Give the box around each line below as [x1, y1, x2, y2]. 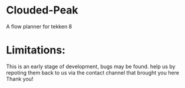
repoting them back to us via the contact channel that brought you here [6, 69, 180, 76]
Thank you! [6, 75, 34, 82]
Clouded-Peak [6, 4, 78, 17]
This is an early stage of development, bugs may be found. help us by [6, 63, 176, 70]
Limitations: [6, 43, 66, 57]
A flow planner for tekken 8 [6, 23, 72, 30]
